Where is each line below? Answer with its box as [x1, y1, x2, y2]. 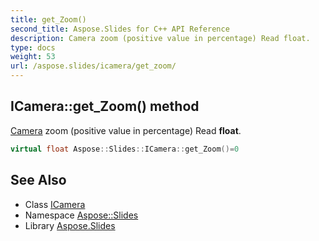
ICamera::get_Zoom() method [10, 98, 200, 115]
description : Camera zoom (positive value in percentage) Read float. [10, 33, 311, 43]
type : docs [10, 42, 56, 53]
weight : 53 [10, 52, 56, 62]
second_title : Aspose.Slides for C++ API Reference [10, 24, 230, 34]
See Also [10, 172, 67, 189]
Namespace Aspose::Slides [24, 209, 139, 221]
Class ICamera [24, 198, 86, 210]
